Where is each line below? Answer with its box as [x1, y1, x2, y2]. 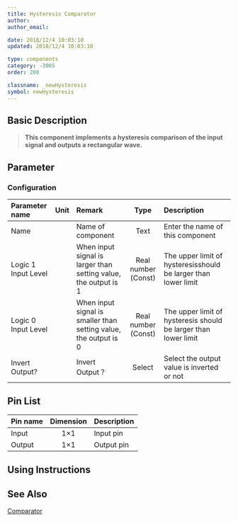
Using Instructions [7, 464, 91, 476]
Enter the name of [164, 222, 223, 231]
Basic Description [7, 114, 87, 126]
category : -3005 [7, 62, 55, 69]
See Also [7, 488, 47, 500]
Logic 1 [11, 260, 37, 269]
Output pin [93, 440, 130, 450]
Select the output [164, 353, 221, 363]
